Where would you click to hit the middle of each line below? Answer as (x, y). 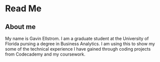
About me (20, 27)
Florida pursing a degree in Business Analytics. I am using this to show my (80, 44)
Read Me (23, 9)
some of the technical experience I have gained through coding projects (78, 49)
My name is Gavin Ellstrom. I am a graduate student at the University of (77, 38)
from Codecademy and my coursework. (45, 54)
